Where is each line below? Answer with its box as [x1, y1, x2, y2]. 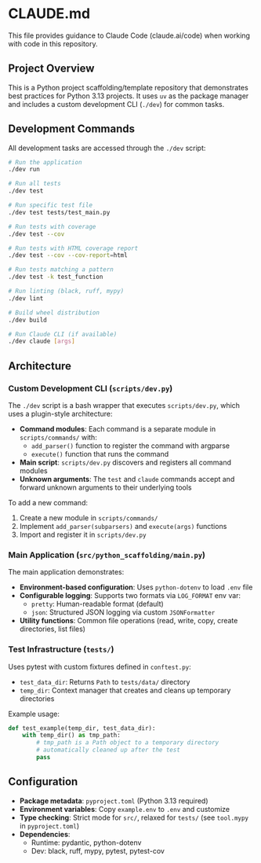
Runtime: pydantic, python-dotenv [31, 838, 142, 847]
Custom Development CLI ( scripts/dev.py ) [8, 383, 173, 394]
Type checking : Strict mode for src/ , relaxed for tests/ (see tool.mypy [19, 813, 249, 822]
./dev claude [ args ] [8, 337, 76, 346]
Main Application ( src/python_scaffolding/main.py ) [8, 549, 206, 560]
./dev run [8, 166, 41, 174]
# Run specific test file [8, 201, 92, 209]
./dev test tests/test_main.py [8, 208, 111, 216]
